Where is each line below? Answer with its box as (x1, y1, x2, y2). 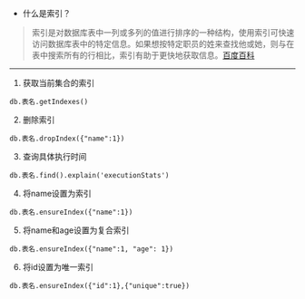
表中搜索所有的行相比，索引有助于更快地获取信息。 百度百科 (31, 50, 255, 61)
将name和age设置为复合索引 (22, 225, 130, 236)
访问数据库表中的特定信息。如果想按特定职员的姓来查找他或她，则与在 (31, 39, 295, 49)
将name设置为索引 (22, 188, 93, 198)
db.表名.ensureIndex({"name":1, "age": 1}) (9, 245, 174, 254)
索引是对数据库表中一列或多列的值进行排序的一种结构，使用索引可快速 (31, 27, 295, 38)
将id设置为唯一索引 (22, 262, 93, 272)
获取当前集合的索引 (22, 78, 95, 88)
